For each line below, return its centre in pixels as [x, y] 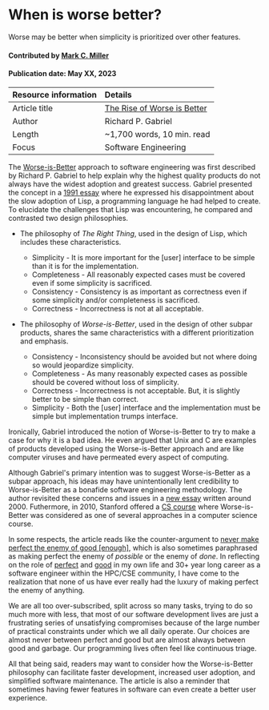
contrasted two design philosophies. [68, 218]
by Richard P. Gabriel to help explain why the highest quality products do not [134, 175]
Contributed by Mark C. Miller [59, 55]
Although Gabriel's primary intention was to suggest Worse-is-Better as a [129, 472]
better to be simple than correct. [85, 399]
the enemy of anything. [47, 590]
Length [26, 134]
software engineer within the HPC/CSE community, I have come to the [124, 573]
